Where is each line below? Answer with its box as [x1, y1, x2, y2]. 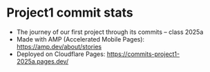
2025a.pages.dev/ [16, 57, 69, 65]
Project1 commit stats [6, 5, 134, 21]
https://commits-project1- [106, 50, 180, 58]
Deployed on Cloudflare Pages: [16, 50, 106, 58]
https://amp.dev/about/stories [16, 42, 102, 51]
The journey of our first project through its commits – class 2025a [16, 28, 204, 36]
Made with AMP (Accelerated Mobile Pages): [16, 35, 145, 43]
